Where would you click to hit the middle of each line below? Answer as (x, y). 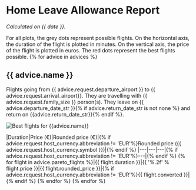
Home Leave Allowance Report (83, 10)
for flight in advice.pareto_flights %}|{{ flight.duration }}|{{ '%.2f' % (88, 162)
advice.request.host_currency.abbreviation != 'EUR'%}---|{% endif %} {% (96, 156)
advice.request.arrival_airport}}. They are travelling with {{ (77, 95)
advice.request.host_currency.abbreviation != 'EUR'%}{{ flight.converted (94, 175)
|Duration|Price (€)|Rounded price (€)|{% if (59, 137)
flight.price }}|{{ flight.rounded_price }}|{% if (60, 168)
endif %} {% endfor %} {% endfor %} (60, 181)
